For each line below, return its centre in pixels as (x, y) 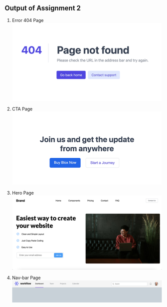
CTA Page (22, 109)
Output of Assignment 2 (43, 8)
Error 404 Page (28, 20)
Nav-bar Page (26, 278)
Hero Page (23, 193)
